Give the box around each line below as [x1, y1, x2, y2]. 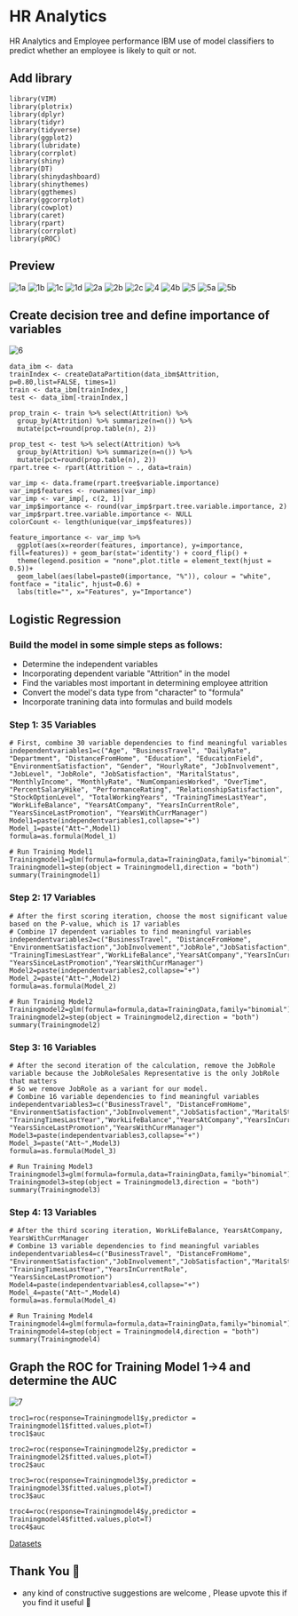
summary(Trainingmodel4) [9, 1335, 101, 1344]
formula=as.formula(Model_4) [9, 1296, 117, 1305]
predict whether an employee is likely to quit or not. [9, 44, 197, 55]
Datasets [9, 1539, 42, 1549]
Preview [9, 259, 56, 274]
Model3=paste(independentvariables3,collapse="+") [9, 1131, 200, 1140]
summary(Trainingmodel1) [9, 871, 101, 880]
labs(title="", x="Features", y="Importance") [17, 588, 192, 597]
